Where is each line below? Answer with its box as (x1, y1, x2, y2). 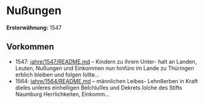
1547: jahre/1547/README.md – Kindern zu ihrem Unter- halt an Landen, (15, 58, 197, 65)
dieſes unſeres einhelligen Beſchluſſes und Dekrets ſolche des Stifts (15, 84, 183, 91)
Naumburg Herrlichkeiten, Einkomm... (15, 90, 110, 98)
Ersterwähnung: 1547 (6, 24, 62, 31)
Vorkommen (6, 42, 54, 52)
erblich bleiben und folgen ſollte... (15, 71, 100, 78)
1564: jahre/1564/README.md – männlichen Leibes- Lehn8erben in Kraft (15, 77, 199, 84)
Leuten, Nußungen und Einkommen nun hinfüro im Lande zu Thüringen (15, 64, 194, 72)
